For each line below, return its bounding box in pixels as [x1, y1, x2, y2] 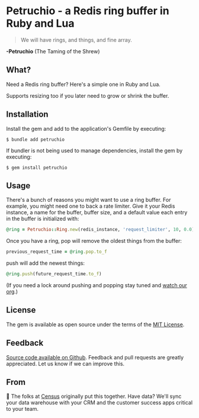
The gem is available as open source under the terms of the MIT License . [6, 321, 185, 328]
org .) [6, 288, 18, 295]
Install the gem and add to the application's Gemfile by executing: [6, 125, 166, 132]
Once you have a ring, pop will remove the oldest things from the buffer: [6, 237, 182, 245]
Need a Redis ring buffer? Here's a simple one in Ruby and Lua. [6, 81, 161, 88]
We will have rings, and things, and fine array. [20, 36, 132, 43]
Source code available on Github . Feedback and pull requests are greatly [6, 353, 184, 361]
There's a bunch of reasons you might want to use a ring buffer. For [6, 197, 171, 204]
